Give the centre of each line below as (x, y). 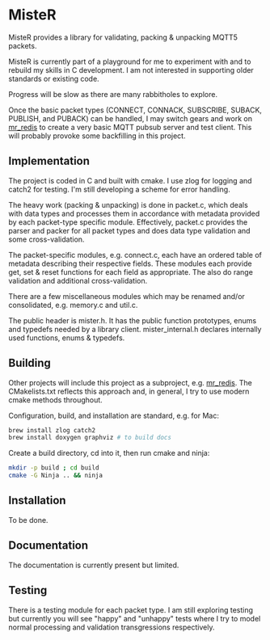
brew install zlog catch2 (52, 430)
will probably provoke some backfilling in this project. (97, 136)
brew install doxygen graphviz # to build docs (90, 438)
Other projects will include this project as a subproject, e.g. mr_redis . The (130, 382)
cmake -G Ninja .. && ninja (56, 476)
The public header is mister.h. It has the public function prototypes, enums (133, 320)
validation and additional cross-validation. (78, 280)
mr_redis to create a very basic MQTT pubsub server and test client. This (130, 127)
